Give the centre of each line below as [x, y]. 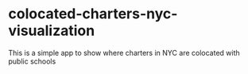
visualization [52, 31]
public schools [32, 61]
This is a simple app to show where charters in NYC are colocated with [124, 53]
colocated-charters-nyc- [93, 14]
